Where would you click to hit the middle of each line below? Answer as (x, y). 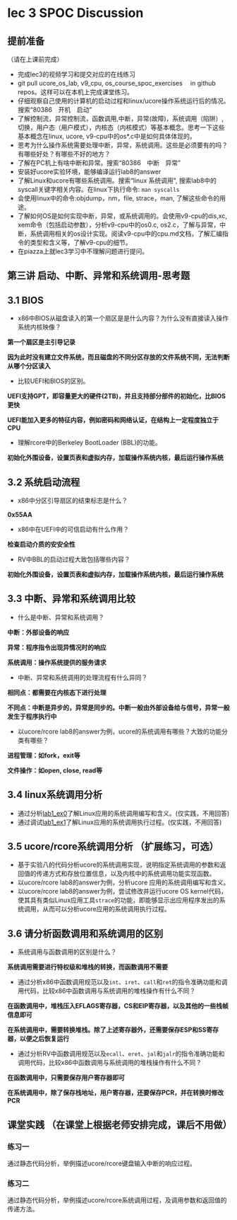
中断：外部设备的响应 (38, 632)
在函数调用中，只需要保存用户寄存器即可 (66, 1078)
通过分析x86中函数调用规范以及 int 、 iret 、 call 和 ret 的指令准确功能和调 (122, 982)
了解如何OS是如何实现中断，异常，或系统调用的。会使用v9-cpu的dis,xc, (122, 216)
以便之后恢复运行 (44, 1039)
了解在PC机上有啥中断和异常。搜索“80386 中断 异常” (99, 163)
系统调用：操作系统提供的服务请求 (57, 662)
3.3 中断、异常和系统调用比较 (72, 599)
